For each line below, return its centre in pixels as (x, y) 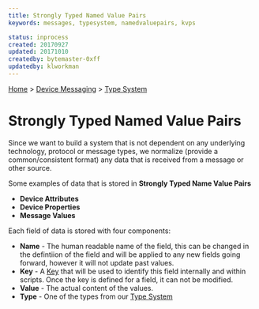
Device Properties (50, 207)
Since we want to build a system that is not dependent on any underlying (127, 142)
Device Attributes (49, 198)
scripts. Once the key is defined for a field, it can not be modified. (126, 279)
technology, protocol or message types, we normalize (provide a (113, 151)
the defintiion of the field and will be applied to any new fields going (130, 254)
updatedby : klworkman (44, 67)
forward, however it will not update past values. (97, 262)
